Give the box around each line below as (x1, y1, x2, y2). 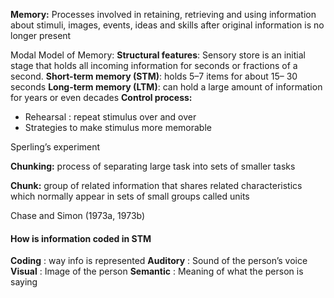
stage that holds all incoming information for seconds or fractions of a (10, 60, 298, 71)
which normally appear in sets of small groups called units (10, 190, 250, 202)
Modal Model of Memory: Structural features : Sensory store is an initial (10, 49, 306, 61)
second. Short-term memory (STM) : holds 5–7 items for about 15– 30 (10, 70, 298, 82)
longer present (10, 30, 72, 41)
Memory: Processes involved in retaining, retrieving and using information (10, 9, 317, 20)
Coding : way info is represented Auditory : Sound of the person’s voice (10, 255, 308, 267)
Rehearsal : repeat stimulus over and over (24, 111, 197, 123)
